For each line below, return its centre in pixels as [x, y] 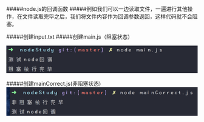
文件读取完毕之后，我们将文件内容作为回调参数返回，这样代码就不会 [107, 16]
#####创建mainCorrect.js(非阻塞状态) [54, 83]
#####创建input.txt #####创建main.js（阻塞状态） [70, 37]
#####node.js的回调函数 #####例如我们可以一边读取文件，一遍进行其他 [97, 9]
